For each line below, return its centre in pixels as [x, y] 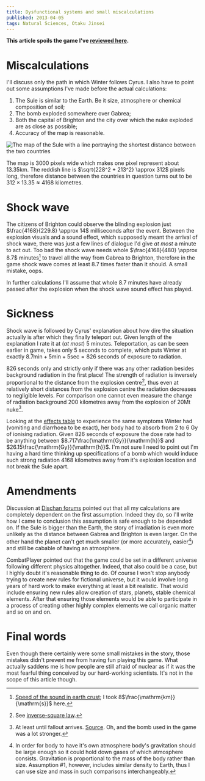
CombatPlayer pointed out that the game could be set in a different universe [102, 560]
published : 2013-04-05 [35, 18]
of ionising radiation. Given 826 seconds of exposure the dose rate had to [99, 434]
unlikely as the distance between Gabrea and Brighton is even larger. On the [102, 534]
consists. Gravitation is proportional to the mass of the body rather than [105, 758]
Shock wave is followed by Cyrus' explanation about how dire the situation [100, 330]
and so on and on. [29, 612]
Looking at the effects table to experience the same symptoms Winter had [99, 421]
